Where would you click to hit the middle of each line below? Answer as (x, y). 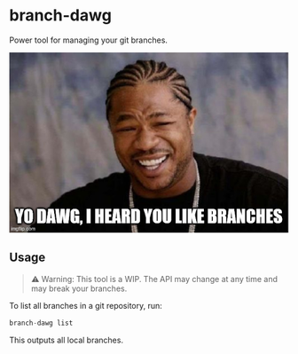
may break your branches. (79, 288)
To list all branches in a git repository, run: (86, 305)
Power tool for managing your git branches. (89, 40)
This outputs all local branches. (67, 340)
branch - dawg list (41, 323)
